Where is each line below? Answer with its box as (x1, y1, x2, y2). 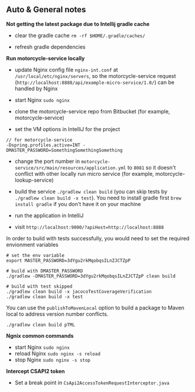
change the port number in (14, 158, 80, 165)
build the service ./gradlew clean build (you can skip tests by (14, 188, 168, 195)
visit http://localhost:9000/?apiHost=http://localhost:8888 (14, 223, 164, 230)
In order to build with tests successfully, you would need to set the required (6, 234, 190, 241)
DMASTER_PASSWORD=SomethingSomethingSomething (6, 147, 123, 153)
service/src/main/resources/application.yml (14, 165, 126, 171)
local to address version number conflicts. (6, 310, 109, 318)
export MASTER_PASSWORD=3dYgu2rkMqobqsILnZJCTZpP (6, 257, 131, 263)
